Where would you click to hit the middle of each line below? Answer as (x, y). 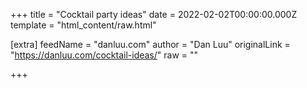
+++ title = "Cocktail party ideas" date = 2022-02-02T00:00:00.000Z (154, 14)
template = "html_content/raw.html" (83, 25)
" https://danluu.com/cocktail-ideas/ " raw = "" (104, 55)
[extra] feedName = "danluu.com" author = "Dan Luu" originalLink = (150, 44)
